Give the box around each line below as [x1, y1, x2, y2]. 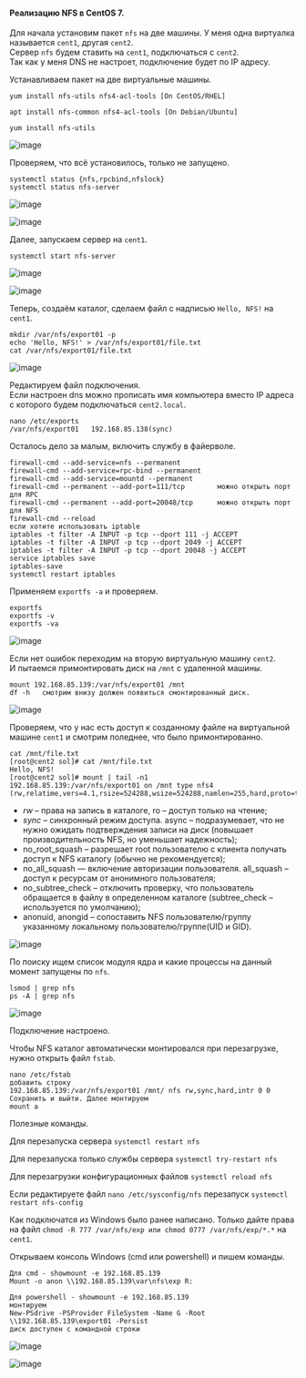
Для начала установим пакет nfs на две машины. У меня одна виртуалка [9, 27, 295, 38]
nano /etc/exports [9, 417, 79, 426]
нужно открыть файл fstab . [9, 1053, 116, 1064]
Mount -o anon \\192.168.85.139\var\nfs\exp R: [9, 1277, 194, 1286]
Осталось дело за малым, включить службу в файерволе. [9, 441, 236, 452]
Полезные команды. [9, 1118, 89, 1129]
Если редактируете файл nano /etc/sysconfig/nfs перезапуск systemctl [9, 1189, 289, 1199]
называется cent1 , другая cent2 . [9, 37, 134, 48]
